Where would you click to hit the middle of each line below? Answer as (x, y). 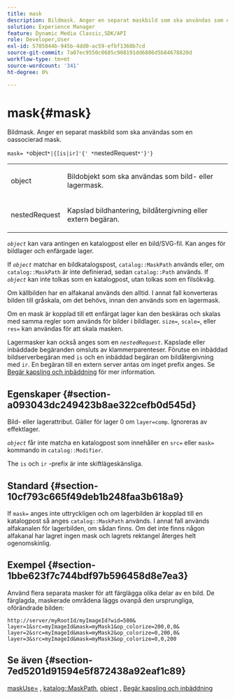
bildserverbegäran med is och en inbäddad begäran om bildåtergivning (111, 357)
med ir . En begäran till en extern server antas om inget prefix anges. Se (111, 365)
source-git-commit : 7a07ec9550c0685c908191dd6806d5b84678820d (100, 53)
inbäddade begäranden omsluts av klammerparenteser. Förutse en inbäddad (117, 349)
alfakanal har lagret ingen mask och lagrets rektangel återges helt (102, 536)
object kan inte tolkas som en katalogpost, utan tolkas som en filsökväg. (111, 280)
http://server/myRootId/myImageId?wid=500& (72, 620)
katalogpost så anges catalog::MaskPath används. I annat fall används (108, 521)
